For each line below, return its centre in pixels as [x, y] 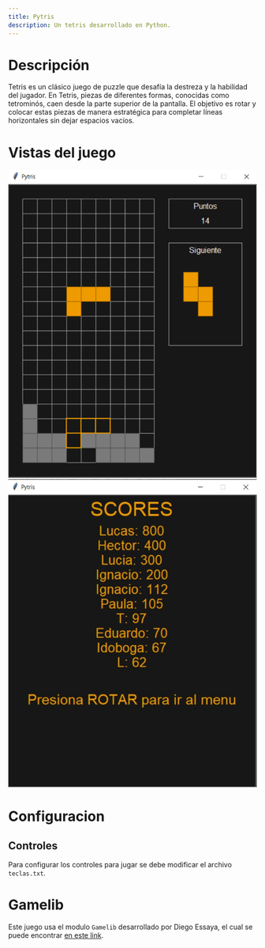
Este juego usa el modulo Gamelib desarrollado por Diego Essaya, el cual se [131, 927]
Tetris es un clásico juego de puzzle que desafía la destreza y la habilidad [128, 87]
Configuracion [56, 816]
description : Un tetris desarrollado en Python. [90, 25]
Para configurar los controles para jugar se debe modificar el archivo [120, 864]
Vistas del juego [62, 152]
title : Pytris [32, 17]
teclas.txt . [27, 873]
